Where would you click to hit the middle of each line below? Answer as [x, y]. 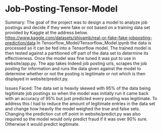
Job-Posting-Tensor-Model [61, 9]
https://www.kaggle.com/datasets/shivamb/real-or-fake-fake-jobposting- [79, 38]
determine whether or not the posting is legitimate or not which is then [75, 73]
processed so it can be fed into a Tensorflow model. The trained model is [78, 48]
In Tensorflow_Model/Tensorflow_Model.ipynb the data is [94, 43]
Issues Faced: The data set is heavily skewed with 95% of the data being [78, 88]
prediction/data [20, 43]
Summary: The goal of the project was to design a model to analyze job [76, 22]
